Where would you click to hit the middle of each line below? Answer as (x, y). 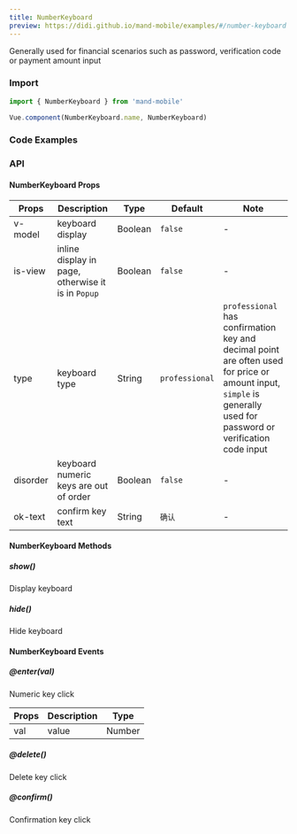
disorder (31, 480)
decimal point (251, 349)
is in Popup (78, 293)
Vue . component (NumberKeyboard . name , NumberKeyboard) (108, 117)
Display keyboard (41, 589)
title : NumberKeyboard (51, 17)
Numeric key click (42, 694)
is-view (30, 271)
